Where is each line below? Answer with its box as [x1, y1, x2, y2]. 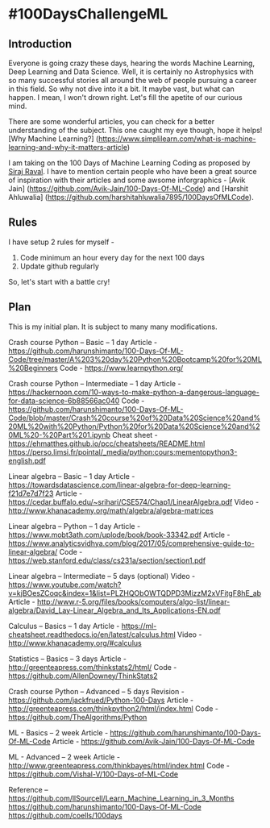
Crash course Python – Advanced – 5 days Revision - [8, 686, 185, 696]
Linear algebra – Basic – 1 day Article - [8, 471, 135, 481]
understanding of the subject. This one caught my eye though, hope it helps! [8, 126, 263, 135]
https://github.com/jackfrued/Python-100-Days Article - [8, 695, 194, 705]
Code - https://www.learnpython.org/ [59, 363, 184, 372]
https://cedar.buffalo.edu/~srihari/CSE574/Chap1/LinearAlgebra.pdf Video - [8, 497, 260, 506]
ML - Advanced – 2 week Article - [8, 751, 121, 762]
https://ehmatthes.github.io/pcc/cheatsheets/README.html [8, 439, 206, 448]
